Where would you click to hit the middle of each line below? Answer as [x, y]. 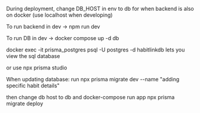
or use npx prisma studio [37, 68]
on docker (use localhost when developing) [59, 15]
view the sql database [33, 56]
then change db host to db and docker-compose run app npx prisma [90, 97]
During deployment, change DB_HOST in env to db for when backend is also [100, 9]
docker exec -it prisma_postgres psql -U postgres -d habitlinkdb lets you [96, 50]
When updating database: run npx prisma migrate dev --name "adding [93, 79]
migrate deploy [25, 103]
